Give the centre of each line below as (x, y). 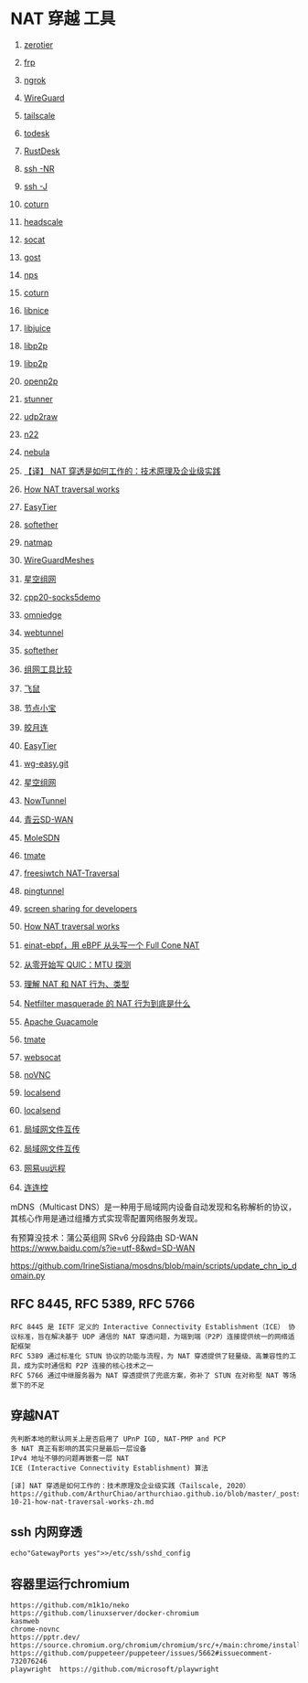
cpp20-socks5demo (62, 597)
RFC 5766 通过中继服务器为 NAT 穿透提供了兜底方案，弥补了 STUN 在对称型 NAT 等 (150, 1375)
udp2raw (41, 416)
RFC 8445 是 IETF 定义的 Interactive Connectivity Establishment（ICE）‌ (148, 1326)
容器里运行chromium (70, 1584)
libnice (36, 310)
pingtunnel (44, 890)
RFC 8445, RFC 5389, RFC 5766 (103, 1304)
